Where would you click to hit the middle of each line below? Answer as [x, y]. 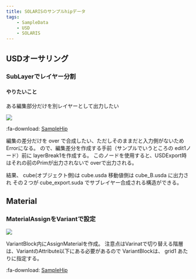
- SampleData [33, 22]
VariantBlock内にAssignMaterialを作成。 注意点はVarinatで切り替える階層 [95, 244]
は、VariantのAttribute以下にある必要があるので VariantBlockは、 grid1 [91, 251]
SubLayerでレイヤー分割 [41, 77]
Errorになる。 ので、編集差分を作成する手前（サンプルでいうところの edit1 [96, 148]
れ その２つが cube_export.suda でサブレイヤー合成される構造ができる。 [94, 182]
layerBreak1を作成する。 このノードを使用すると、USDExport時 [110, 155]
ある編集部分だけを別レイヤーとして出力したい [62, 106]
